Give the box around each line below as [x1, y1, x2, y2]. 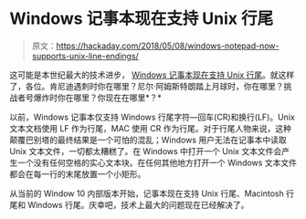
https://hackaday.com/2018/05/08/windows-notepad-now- [56, 40, 280, 51]
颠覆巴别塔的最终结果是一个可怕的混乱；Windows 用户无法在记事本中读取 [9, 134, 287, 145]
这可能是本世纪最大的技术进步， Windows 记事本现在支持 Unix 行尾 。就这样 [9, 69, 295, 80]
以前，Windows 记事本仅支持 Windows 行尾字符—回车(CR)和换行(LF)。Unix [9, 111, 295, 122]
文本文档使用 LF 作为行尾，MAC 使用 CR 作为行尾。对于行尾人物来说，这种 [9, 122, 292, 133]
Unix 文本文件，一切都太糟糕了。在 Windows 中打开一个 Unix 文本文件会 [9, 145, 282, 156]
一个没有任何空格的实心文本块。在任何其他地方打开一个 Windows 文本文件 [16, 157, 297, 168]
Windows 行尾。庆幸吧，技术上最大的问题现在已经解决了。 [26, 199, 249, 210]
